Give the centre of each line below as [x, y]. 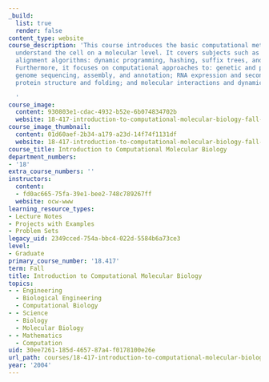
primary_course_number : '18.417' [64, 261]
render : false [39, 30]
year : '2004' [30, 365]
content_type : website [46, 38]
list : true [34, 23]
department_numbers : [43, 157]
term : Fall [26, 268]
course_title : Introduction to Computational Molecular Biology [118, 149]
